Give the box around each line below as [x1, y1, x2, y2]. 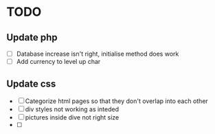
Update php [6, 32, 58, 43]
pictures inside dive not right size [25, 113, 120, 121]
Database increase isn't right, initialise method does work [16, 49, 179, 58]
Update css [6, 78, 56, 89]
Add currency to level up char [16, 58, 101, 66]
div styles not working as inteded [25, 104, 120, 113]
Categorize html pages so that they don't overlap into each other [25, 97, 209, 105]
